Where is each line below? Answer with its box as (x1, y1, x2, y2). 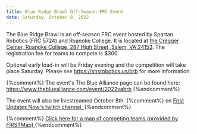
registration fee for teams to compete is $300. (6, 49, 119, 57)
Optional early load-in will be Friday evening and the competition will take (6, 61, 186, 68)
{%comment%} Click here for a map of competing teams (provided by (6, 114, 179, 122)
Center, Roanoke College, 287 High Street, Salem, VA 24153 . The (6, 43, 165, 51)
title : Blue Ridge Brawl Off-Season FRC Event (6, 8, 124, 15)
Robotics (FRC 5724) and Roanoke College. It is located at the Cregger (6, 37, 180, 44)
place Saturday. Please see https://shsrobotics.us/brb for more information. (6, 67, 192, 74)
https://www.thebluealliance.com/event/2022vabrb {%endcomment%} (6, 85, 180, 92)
